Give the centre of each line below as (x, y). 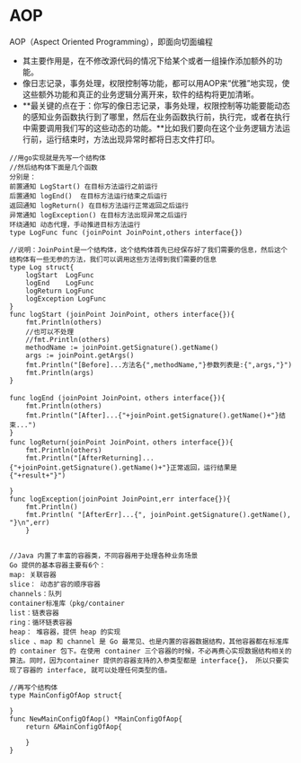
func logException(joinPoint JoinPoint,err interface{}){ (120, 499)
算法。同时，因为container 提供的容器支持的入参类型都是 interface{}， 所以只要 (146, 661)
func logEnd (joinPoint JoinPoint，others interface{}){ (118, 398)
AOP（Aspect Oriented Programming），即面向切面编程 (111, 41)
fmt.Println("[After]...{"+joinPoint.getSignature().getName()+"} (152, 415)
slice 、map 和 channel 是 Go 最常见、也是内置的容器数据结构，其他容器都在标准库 (149, 641)
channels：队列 (35, 593)
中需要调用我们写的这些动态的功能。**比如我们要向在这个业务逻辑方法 (152, 127)
